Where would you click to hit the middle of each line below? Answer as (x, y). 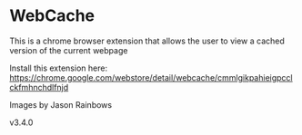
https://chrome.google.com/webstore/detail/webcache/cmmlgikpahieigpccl (151, 77)
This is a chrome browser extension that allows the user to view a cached (147, 41)
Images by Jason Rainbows (60, 104)
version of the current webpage (69, 50)
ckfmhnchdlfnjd (39, 87)
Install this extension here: (58, 68)
